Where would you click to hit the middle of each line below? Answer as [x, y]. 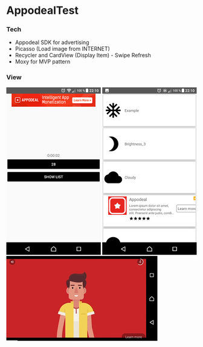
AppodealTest [42, 11]
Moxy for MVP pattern [43, 62]
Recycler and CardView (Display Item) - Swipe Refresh [83, 56]
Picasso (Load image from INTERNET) [63, 49]
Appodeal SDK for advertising [52, 42]
